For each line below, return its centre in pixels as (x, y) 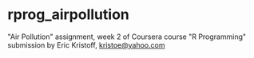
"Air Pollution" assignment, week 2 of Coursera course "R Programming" (127, 37)
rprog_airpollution (68, 15)
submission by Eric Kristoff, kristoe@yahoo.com (86, 44)
